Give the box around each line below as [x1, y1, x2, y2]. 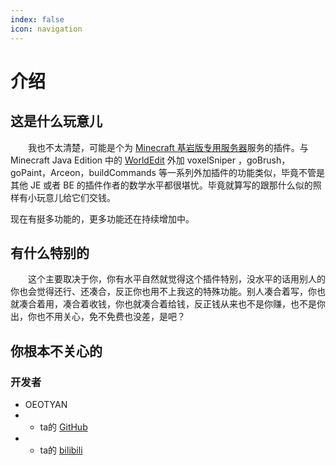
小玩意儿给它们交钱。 [27, 191, 116, 203]
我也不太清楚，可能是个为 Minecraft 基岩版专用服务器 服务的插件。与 [28, 141, 309, 153]
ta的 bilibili [39, 444, 83, 456]
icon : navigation [10, 24, 83, 34]
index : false [10, 14, 65, 25]
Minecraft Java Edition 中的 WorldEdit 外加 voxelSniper [10, 154, 236, 166]
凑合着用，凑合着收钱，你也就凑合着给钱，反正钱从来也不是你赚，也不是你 [18, 298, 326, 310]
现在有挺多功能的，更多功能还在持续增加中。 [10, 212, 195, 225]
